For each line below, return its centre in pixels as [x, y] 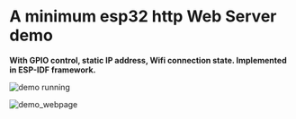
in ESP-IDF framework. [53, 70]
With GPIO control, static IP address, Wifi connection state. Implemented [148, 60]
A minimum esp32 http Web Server [143, 17]
